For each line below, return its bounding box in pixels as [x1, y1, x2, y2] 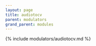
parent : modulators [5, 17, 47, 22]
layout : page [5, 7, 33, 13]
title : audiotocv [5, 12, 42, 17]
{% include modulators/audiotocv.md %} [5, 36, 91, 42]
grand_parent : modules [5, 21, 54, 27]
